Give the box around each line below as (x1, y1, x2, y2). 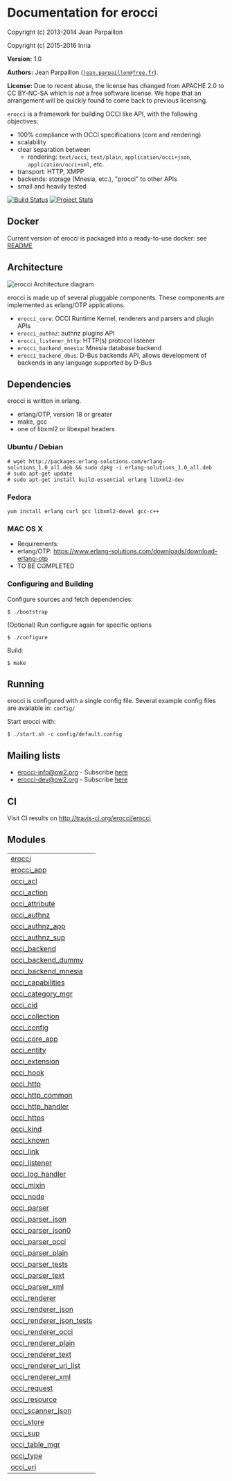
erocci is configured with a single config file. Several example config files (7, 697, 216, 705)
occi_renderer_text (10, 1349, 71, 1359)
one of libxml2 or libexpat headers (17, 425, 116, 433)
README (7, 241, 33, 250)
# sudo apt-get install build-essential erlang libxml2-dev (7, 476, 185, 483)
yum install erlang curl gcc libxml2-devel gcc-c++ (7, 508, 159, 514)
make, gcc (17, 417, 48, 426)
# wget (7, 458, 26, 465)
